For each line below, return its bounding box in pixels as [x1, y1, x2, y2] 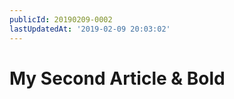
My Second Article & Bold [9, 67, 226, 90]
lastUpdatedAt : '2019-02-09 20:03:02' [9, 24, 171, 34]
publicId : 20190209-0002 [9, 14, 113, 25]
